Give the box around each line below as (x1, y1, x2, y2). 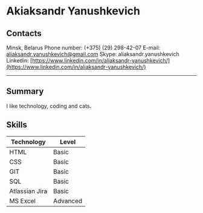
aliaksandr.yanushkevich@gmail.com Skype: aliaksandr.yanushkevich (6, 51, 179, 58)
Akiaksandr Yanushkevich (6, 4, 141, 18)
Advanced (53, 197, 83, 205)
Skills (6, 120, 27, 130)
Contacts (6, 28, 42, 39)
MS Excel (9, 197, 36, 205)
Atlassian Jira (9, 187, 48, 195)
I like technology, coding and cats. (6, 102, 92, 110)
